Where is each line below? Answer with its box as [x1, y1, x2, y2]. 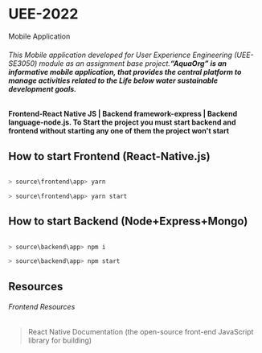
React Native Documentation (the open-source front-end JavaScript [27, 326, 254, 336]
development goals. [8, 84, 77, 93]
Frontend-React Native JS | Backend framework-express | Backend [8, 109, 238, 119]
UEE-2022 [8, 5, 79, 23]
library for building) [27, 335, 92, 345]
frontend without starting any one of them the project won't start [8, 126, 230, 136]
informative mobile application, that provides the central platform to [8, 67, 242, 76]
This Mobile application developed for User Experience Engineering [8, 50, 233, 60]
